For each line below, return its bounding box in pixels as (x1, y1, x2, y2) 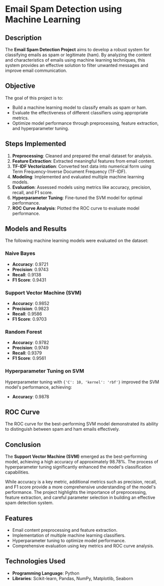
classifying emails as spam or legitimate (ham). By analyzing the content (5, 52, 152, 58)
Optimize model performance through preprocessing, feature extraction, (12, 120, 159, 126)
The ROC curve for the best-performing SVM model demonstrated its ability (5, 421, 159, 427)
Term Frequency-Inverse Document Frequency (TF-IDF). (12, 169, 127, 174)
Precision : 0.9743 (12, 266, 49, 272)
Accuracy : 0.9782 (12, 340, 49, 345)
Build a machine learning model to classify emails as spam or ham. (12, 104, 147, 110)
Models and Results (5, 225, 67, 233)
